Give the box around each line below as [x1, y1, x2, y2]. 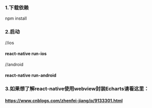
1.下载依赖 [5, 4, 29, 11]
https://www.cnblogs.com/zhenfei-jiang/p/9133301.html [5, 97, 123, 103]
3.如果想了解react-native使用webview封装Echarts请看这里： [5, 85, 149, 92]
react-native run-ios [5, 51, 47, 56]
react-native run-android [5, 72, 57, 78]
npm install [5, 15, 27, 21]
